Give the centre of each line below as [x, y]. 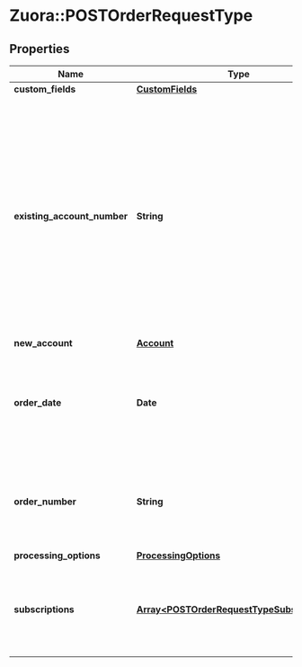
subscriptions [44, 609]
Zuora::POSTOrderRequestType [131, 16]
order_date [38, 403]
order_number [45, 502]
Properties [40, 49]
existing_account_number [71, 216]
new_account [44, 343]
